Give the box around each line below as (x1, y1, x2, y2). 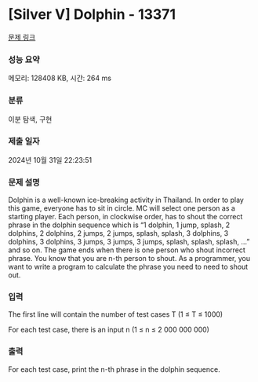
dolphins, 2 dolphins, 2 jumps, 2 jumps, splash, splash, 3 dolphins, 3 (8, 229, 229, 238)
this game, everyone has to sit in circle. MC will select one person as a (8, 204, 235, 213)
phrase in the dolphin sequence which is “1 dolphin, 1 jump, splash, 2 (8, 220, 230, 230)
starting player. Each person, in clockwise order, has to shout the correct (8, 212, 243, 222)
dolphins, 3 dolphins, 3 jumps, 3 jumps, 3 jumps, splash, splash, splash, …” (8, 237, 250, 247)
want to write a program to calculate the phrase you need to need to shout (8, 262, 249, 272)
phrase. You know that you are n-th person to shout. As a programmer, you (8, 254, 251, 263)
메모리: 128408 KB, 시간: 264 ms (8, 73, 112, 83)
